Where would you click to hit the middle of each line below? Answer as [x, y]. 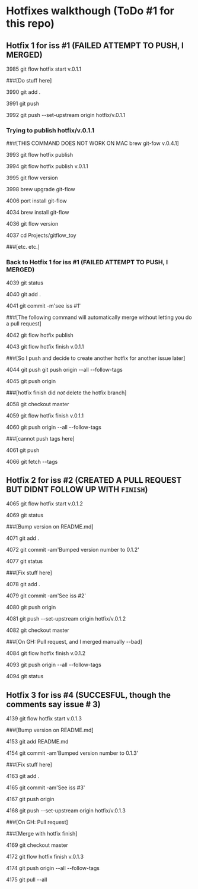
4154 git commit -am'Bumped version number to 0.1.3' [72, 753]
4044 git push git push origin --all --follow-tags [64, 369]
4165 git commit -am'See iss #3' [46, 787]
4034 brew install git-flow [38, 213]
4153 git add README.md [37, 742]
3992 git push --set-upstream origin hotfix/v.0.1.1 [66, 115]
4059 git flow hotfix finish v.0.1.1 [45, 415]
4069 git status [25, 515]
